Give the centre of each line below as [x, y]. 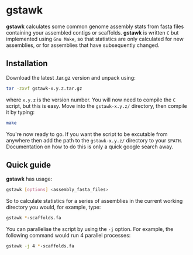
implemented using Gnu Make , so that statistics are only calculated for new [95, 39]
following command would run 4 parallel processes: [68, 236]
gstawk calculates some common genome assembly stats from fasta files [95, 26]
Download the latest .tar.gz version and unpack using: [71, 77]
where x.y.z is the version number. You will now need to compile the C [91, 100]
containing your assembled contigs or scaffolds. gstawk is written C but [92, 32]
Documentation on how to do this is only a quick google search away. [90, 147]
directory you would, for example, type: [54, 207]
